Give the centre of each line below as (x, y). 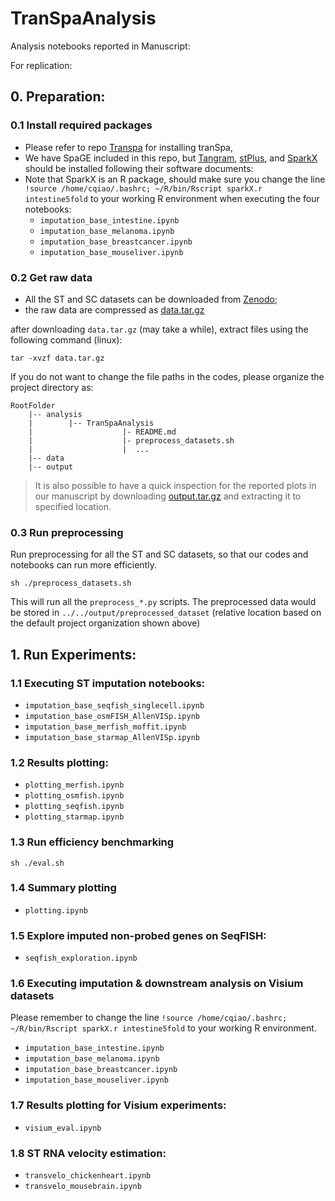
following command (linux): (66, 339)
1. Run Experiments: (73, 654)
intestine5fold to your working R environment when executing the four (172, 198)
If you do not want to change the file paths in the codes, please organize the (167, 376)
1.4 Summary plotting (63, 888)
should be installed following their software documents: (139, 168)
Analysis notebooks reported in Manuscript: (100, 46)
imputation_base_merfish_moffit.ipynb (105, 727)
